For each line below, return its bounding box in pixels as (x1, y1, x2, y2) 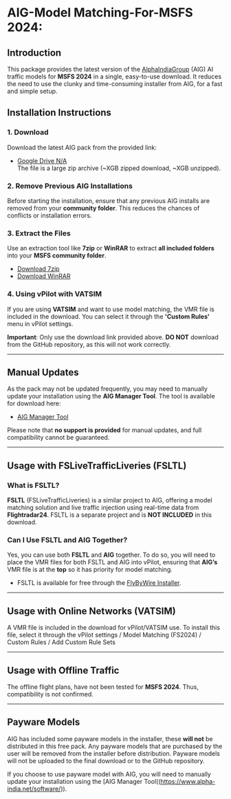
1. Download (7, 127, 49, 137)
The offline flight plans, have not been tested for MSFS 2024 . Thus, (7, 683, 199, 691)
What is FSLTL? (7, 480, 60, 490)
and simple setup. (7, 87, 58, 95)
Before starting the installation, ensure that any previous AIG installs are (7, 196, 210, 204)
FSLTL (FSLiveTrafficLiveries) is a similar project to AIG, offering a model (7, 496, 212, 504)
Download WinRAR (16, 272, 71, 280)
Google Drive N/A (16, 156, 67, 164)
